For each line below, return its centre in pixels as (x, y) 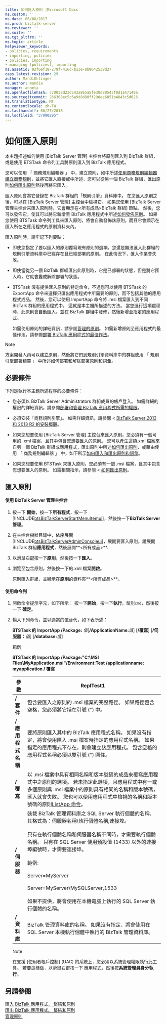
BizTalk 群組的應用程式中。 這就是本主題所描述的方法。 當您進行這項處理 (86, 305)
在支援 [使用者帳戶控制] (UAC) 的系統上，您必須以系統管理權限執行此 (83, 962)
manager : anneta (22, 88)
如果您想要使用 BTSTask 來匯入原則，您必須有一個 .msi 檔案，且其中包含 (86, 464)
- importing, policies (28, 56)
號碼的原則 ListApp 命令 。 (57, 805)
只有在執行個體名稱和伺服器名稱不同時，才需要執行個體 (91, 835)
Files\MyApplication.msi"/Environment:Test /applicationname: (78, 663)
